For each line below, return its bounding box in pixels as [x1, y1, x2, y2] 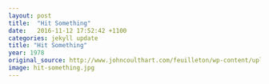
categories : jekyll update [8, 34, 98, 42]
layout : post [8, 11, 52, 20]
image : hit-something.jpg [8, 64, 94, 72]
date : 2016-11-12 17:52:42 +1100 [8, 26, 127, 34]
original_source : [8, 57, 66, 65]
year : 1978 [8, 49, 45, 57]
